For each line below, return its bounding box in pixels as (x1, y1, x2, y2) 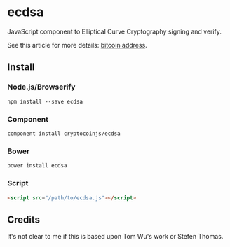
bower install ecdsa (7, 162, 68, 169)
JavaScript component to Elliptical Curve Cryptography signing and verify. (7, 27, 222, 36)
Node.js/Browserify (7, 82, 76, 92)
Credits (7, 213, 41, 225)
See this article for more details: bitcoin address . (7, 41, 147, 49)
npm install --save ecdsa (7, 98, 83, 105)
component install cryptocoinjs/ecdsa (7, 130, 121, 137)
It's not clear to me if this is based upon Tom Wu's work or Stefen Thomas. (7, 232, 224, 241)
